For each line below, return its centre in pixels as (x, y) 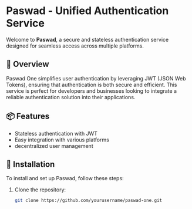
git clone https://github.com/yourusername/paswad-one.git (88, 201)
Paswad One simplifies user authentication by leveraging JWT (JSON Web (96, 78)
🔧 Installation (31, 164)
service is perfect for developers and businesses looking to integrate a (92, 91)
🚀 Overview (28, 64)
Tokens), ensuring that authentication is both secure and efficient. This (92, 85)
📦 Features (28, 117)
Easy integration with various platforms (62, 140)
